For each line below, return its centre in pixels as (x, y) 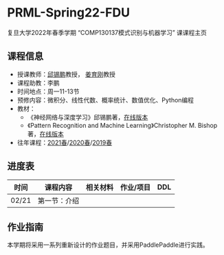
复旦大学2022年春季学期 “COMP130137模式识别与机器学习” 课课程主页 (107, 32)
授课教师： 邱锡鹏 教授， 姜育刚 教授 (66, 74)
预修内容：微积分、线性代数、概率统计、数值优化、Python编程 (105, 100)
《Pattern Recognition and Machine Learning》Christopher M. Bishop (122, 125)
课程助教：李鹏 (38, 82)
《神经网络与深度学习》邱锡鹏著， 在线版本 (88, 117)
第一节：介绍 (58, 201)
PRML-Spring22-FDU (69, 13)
